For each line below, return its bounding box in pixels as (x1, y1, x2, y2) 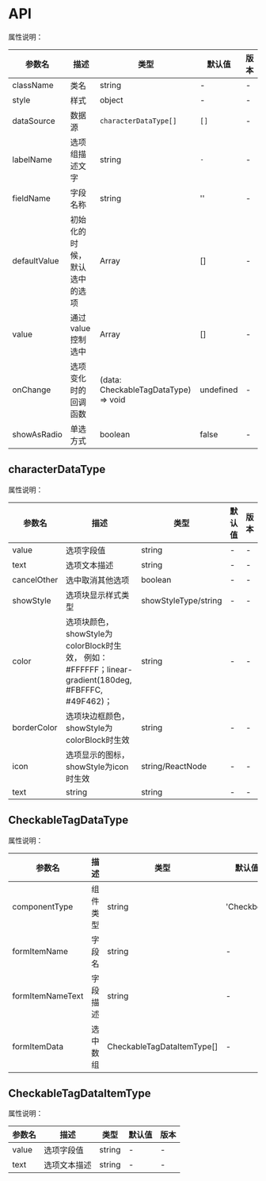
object (99, 94, 123, 106)
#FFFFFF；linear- (66, 664, 133, 675)
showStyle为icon (66, 761, 129, 772)
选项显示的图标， (66, 749, 130, 760)
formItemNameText (12, 990, 84, 1001)
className (12, 79, 54, 90)
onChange (12, 384, 51, 395)
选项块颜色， (66, 616, 114, 627)
